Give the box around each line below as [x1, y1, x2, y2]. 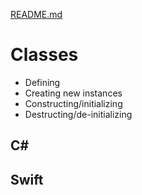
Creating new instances [24, 87, 123, 99]
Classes [10, 44, 79, 66]
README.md [10, 9, 63, 20]
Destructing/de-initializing [24, 108, 133, 120]
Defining [24, 76, 61, 88]
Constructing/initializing [24, 97, 123, 109]
